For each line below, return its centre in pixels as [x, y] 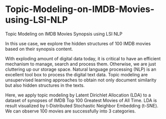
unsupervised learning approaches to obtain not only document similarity [81, 80]
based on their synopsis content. [39, 49]
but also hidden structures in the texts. [45, 85]
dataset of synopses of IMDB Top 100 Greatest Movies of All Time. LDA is [81, 100]
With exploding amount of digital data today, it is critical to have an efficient [83, 58]
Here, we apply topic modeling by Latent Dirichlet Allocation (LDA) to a [78, 95]
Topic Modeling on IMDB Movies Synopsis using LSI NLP [64, 34]
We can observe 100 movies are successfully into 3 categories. [71, 111]
